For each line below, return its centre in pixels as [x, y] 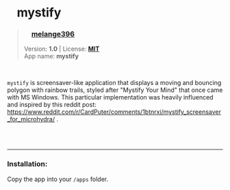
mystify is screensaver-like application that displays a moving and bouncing [114, 83]
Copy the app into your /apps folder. [58, 179]
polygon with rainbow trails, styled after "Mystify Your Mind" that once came [115, 90]
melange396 [53, 34]
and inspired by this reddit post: [52, 105]
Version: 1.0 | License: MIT [62, 49]
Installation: [27, 164]
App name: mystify [51, 56]
